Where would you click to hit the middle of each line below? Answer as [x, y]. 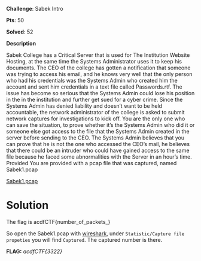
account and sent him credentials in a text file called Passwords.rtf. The [94, 87]
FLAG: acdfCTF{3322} [34, 251]
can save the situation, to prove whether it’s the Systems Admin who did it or [100, 125]
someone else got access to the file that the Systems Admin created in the [98, 131]
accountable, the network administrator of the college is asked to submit [95, 112]
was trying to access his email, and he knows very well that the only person [99, 74]
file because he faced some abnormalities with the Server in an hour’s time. [99, 157]
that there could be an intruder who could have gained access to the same [98, 150]
